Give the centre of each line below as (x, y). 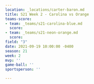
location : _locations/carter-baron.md (45, 10)
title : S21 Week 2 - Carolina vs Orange (47, 14)
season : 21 (16, 51)
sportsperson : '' (23, 70)
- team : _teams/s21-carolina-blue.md (44, 23)
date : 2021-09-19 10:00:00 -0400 (39, 46)
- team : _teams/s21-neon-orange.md (42, 33)
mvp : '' (13, 60)
